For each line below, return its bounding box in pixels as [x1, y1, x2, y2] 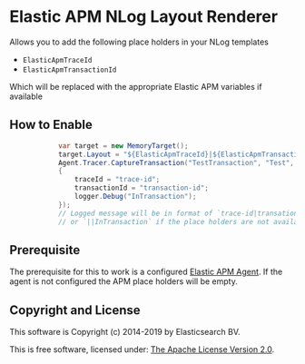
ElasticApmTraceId [22, 55, 93, 64]
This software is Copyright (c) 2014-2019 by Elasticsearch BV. [9, 327, 241, 338]
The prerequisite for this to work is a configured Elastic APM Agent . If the [9, 266, 283, 278]
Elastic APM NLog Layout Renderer [9, 6, 279, 27]
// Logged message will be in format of [57, 209, 213, 218]
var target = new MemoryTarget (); [57, 141, 189, 151]
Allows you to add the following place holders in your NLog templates [9, 36, 270, 47]
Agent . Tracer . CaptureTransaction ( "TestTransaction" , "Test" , [57, 158, 295, 167]
